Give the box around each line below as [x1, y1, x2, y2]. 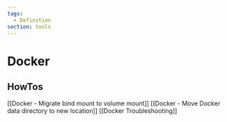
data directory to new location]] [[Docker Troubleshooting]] [7, 107, 178, 115]
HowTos [7, 81, 44, 93]
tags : [7, 10, 23, 17]
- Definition [13, 17, 52, 24]
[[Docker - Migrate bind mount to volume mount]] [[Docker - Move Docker [7, 99, 221, 108]
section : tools [7, 23, 52, 30]
